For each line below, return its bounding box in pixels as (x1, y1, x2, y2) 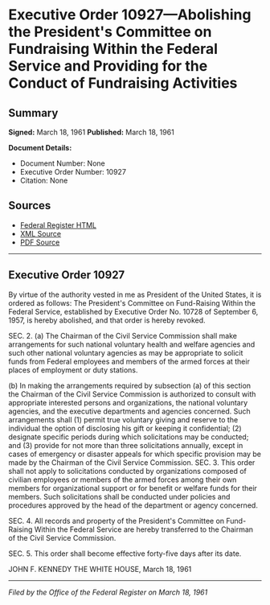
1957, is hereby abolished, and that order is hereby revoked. (8, 315, 207, 325)
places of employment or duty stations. (8, 364, 138, 375)
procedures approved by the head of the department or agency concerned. (8, 500, 259, 510)
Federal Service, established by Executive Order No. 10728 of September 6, (8, 307, 259, 316)
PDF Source (19, 237, 60, 247)
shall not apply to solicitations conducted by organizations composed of (8, 466, 247, 475)
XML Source (19, 228, 62, 238)
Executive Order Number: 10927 (19, 167, 127, 176)
